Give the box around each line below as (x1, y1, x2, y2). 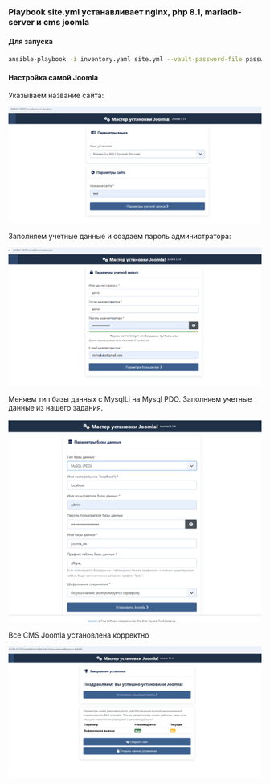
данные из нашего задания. (8, 403, 103, 413)
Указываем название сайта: (8, 91, 104, 101)
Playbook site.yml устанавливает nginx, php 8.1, (8, 6, 203, 18)
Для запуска (8, 36, 54, 46)
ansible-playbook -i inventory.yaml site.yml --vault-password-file (8, 56, 243, 64)
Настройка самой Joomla (8, 72, 99, 82)
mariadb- (204, 6, 243, 18)
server (8, 16, 35, 27)
